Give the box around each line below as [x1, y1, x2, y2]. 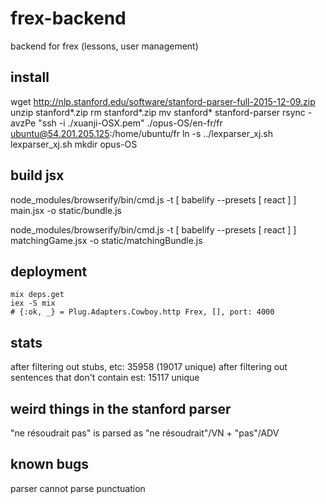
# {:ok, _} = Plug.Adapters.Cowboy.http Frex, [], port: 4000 [10, 307, 275, 317]
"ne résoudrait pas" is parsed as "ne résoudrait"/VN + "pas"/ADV [10, 427, 280, 439]
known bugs [10, 456, 90, 473]
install [10, 69, 50, 86]
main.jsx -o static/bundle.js [10, 204, 122, 216]
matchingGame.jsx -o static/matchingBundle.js [10, 234, 203, 246]
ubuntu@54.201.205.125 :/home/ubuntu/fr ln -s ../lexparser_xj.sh [10, 127, 274, 139]
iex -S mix [10, 298, 56, 309]
